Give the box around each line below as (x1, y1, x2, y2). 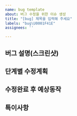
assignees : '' (5, 25, 34, 30)
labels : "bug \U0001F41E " (5, 21, 56, 26)
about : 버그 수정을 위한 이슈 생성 (5, 12, 66, 17)
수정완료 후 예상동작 (5, 85, 61, 93)
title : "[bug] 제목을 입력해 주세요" (5, 16, 73, 21)
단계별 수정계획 (5, 67, 48, 75)
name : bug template (5, 7, 45, 12)
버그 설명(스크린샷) (5, 49, 59, 57)
